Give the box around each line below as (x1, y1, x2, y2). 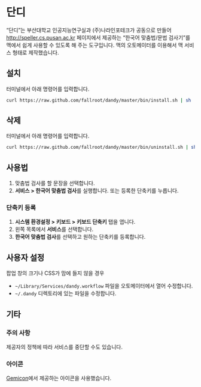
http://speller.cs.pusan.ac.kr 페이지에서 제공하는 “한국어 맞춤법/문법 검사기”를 (6, 34, 190, 41)
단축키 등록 (6, 203, 36, 212)
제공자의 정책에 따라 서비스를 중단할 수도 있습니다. (6, 343, 123, 350)
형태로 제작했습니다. (12, 49, 59, 56)
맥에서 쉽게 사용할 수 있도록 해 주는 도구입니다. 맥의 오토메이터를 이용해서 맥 (6, 41, 184, 49)
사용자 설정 (6, 253, 45, 263)
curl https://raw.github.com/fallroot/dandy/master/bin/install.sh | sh (6, 97, 191, 103)
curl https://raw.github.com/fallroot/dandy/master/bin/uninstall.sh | (6, 145, 188, 151)
